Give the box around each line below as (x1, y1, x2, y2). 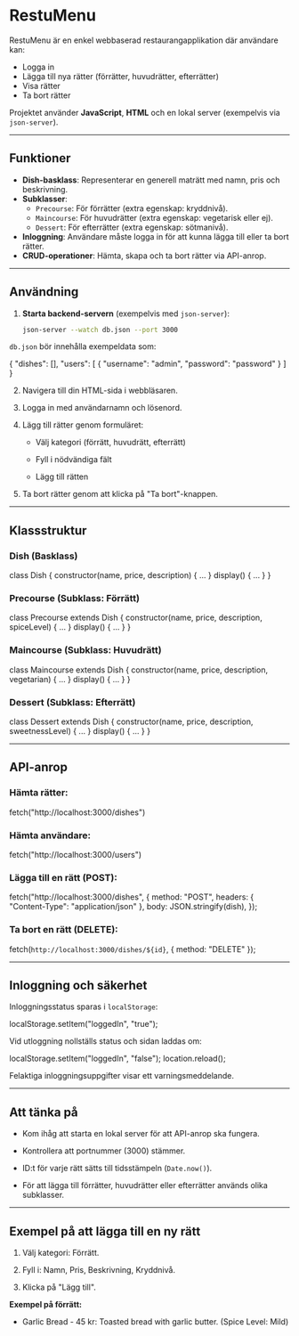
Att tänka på (9, 1104, 78, 1120)
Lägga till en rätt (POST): (9, 871, 117, 884)
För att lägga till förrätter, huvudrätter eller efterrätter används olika (21, 1180, 269, 1191)
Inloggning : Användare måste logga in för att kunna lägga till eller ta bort (21, 231, 289, 241)
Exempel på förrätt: (9, 1299, 83, 1310)
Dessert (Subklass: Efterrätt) (9, 696, 136, 708)
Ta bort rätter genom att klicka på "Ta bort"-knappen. (21, 489, 218, 500)
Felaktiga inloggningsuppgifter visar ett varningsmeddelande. (9, 1071, 234, 1081)
